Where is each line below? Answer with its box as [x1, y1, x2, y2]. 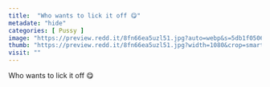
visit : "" [8, 49, 42, 57]
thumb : [8, 42, 31, 49]
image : [8, 34, 31, 42]
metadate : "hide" [8, 19, 67, 27]
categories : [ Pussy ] [8, 26, 84, 34]
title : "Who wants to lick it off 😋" [8, 11, 141, 20]
